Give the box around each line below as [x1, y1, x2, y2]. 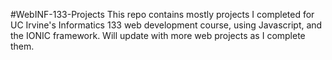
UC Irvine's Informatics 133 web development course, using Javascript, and [10, 19, 323, 31]
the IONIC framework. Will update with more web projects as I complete [10, 30, 306, 41]
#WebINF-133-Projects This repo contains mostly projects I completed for [10, 9, 315, 20]
